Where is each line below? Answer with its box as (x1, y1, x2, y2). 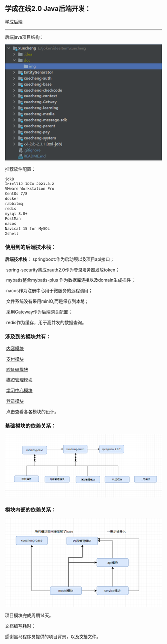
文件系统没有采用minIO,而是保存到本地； (6, 298, 89, 304)
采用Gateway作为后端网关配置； (6, 309, 73, 315)
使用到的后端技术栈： (5, 244, 56, 251)
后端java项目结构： (5, 34, 44, 40)
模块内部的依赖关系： (5, 506, 56, 513)
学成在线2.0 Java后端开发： (5, 4, 91, 13)
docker (5, 196, 19, 201)
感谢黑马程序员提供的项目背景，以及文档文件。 (5, 633, 101, 639)
